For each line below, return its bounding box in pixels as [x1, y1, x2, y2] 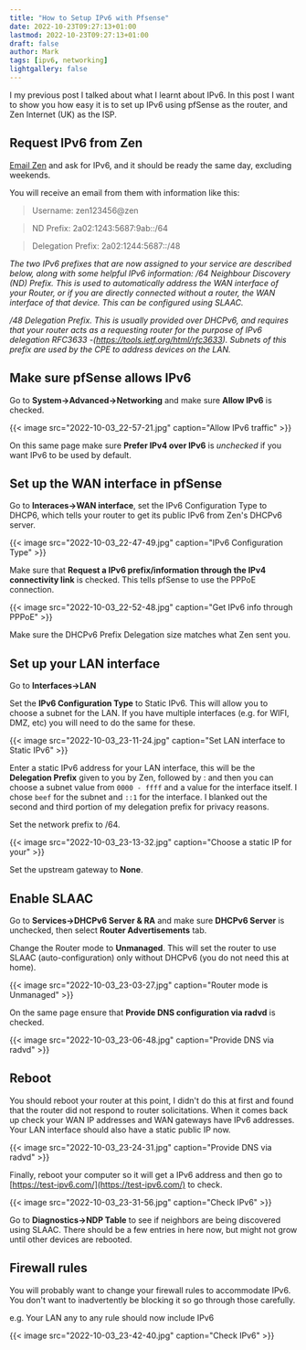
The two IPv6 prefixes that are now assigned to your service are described [9, 258, 292, 269]
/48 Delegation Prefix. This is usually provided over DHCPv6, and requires [9, 315, 290, 326]
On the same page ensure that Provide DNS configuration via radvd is [9, 1007, 276, 1018]
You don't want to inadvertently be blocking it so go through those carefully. [9, 1294, 296, 1305]
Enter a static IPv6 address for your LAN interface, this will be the [9, 763, 256, 774]
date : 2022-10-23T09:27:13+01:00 [9, 22, 137, 31]
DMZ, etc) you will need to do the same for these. [9, 717, 196, 728]
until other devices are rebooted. [9, 1234, 132, 1245]
